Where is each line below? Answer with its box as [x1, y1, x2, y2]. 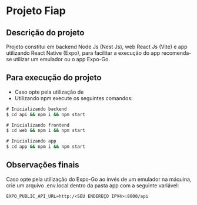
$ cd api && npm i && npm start [6, 111, 85, 117]
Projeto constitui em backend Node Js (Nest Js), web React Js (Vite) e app [6, 43, 188, 50]
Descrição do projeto [6, 28, 85, 38]
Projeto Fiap [6, 4, 66, 18]
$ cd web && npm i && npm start [6, 128, 85, 134]
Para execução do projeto [6, 72, 102, 83]
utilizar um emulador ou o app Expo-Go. [13, 56, 111, 62]
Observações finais [6, 160, 79, 170]
